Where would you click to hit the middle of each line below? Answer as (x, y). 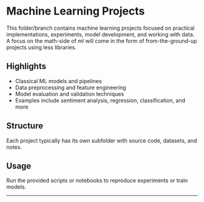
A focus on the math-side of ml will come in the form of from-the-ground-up (102, 41)
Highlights (26, 66)
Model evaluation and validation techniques (70, 94)
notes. (14, 147)
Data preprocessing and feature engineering (70, 87)
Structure (25, 126)
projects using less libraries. (42, 47)
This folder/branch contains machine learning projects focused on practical (100, 28)
